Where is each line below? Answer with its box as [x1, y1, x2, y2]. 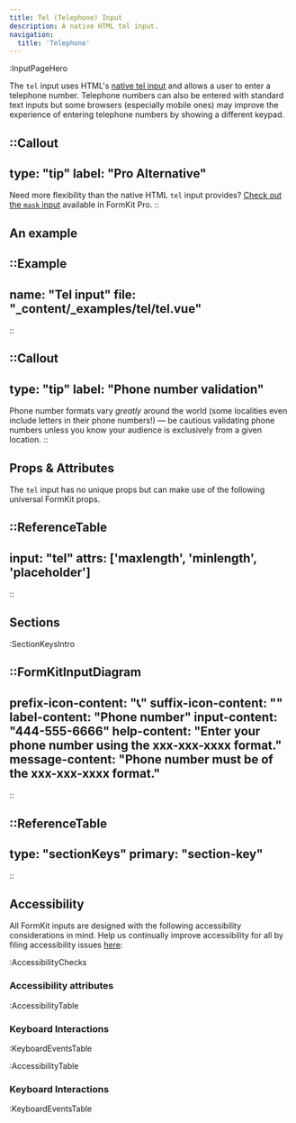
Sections [9, 615, 60, 630]
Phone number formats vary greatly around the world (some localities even [9, 406, 288, 416]
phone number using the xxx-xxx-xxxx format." [9, 737, 283, 753]
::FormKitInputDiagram [9, 664, 142, 680]
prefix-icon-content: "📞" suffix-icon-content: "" [9, 695, 283, 710]
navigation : [9, 30, 54, 39]
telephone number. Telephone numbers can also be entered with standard [9, 90, 284, 101]
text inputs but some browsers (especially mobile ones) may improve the [9, 100, 279, 111]
